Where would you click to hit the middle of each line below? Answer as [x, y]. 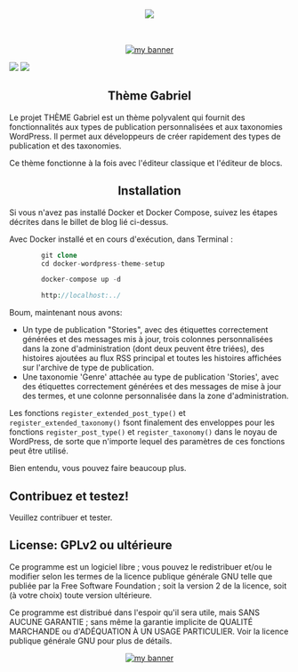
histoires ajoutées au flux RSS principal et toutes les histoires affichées [152, 358]
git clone [59, 255]
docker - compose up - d [81, 280]
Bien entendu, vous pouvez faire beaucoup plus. [98, 468]
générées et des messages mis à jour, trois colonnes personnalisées [147, 340]
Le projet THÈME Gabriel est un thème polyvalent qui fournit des [127, 117]
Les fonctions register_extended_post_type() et [98, 413]
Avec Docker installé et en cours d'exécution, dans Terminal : [121, 239]
